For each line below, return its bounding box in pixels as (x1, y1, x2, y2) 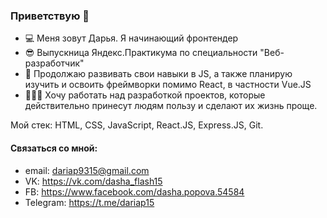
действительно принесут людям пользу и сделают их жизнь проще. (24, 100, 318, 112)
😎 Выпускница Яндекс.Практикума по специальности (24, 47, 258, 59)
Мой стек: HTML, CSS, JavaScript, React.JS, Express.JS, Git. (10, 119, 264, 131)
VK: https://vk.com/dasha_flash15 (24, 175, 163, 187)
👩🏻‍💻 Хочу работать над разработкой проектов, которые (24, 89, 266, 101)
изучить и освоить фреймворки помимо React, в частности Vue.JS (24, 79, 312, 91)
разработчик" (24, 57, 85, 69)
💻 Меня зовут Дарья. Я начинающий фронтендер (24, 32, 239, 44)
